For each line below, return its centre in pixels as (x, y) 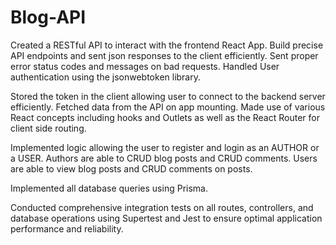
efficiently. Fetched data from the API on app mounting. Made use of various (168, 107)
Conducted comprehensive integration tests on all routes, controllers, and (162, 207)
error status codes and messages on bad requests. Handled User (145, 66)
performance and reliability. (67, 228)
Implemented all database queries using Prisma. (109, 188)
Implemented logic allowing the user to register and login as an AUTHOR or (165, 147)
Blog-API (48, 17)
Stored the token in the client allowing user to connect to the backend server (168, 96)
